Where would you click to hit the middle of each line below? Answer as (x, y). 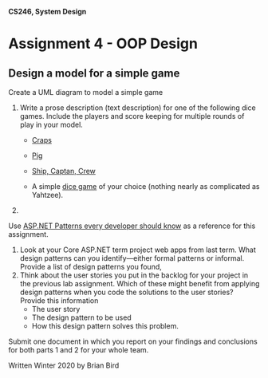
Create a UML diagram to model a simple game (86, 92)
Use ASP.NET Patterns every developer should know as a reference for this (132, 226)
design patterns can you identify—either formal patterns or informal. (132, 258)
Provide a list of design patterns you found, (91, 267)
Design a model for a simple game (94, 73)
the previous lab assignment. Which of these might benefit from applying (140, 283)
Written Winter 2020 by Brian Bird (64, 365)
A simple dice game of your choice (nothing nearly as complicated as (146, 186)
